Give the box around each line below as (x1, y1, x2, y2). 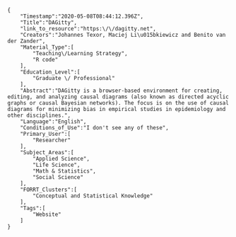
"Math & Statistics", (33, 168, 97, 175)
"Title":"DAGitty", (20, 19, 78, 26)
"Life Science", (33, 161, 81, 168)
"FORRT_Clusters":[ (20, 186, 78, 193)
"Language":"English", (20, 118, 87, 125)
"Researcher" (33, 137, 71, 144)
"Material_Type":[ (20, 44, 74, 51)
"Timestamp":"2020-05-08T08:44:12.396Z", (20, 13, 143, 20)
